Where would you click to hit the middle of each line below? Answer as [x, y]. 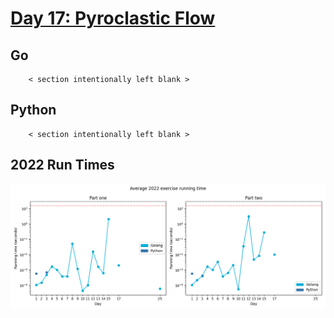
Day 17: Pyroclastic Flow [113, 18]
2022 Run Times [62, 165]
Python [33, 110]
